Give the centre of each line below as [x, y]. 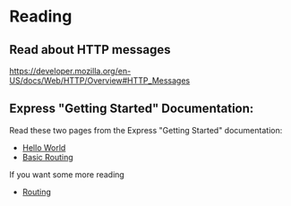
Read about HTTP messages [90, 50]
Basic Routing [47, 157]
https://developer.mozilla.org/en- [70, 71]
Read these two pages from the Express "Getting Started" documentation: [146, 130]
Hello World [44, 147]
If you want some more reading [67, 174]
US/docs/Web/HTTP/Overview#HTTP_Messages [100, 81]
